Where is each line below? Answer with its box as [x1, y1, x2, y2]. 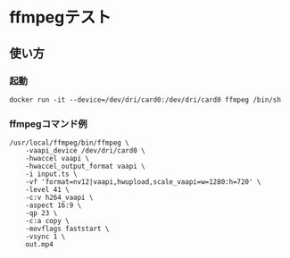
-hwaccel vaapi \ [25, 154, 90, 163]
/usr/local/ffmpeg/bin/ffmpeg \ [9, 138, 129, 147]
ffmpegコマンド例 [9, 117, 87, 129]
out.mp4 [25, 240, 54, 249]
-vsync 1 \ [25, 232, 66, 241]
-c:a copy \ [25, 217, 70, 226]
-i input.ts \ [25, 170, 78, 179]
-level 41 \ [25, 186, 70, 195]
